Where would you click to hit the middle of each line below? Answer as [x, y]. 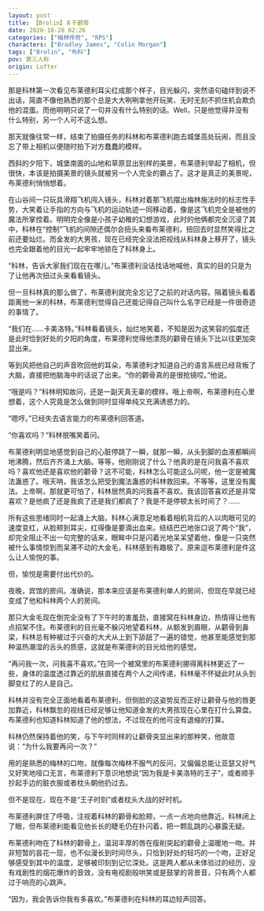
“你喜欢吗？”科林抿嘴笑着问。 [56, 435]
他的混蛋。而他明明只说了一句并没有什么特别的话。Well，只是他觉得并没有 [129, 110]
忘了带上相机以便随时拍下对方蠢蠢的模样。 [77, 146]
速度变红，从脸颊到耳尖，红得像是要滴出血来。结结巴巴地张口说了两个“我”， [132, 527]
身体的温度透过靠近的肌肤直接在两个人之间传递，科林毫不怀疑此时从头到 [139, 673]
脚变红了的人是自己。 [42, 683]
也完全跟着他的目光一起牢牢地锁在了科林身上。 [84, 248]
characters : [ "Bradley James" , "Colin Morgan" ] [88, 45]
